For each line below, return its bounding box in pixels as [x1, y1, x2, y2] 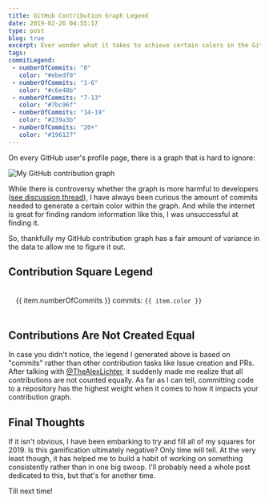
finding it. [8, 218, 40, 227]
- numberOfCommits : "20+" [11, 123, 98, 131]
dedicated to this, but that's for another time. [8, 471, 156, 480]
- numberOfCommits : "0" [11, 64, 91, 72]
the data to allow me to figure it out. [8, 242, 126, 251]
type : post [8, 26, 45, 34]
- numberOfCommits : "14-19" [11, 109, 106, 117]
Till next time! [8, 486, 54, 496]
